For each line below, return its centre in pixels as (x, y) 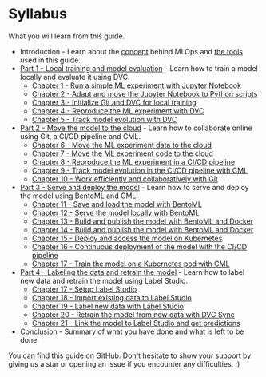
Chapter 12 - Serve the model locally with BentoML (115, 212)
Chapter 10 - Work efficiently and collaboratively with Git (125, 179)
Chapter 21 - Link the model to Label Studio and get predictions (136, 323)
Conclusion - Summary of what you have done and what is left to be (132, 331)
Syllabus (38, 14)
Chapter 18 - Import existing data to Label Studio (111, 297)
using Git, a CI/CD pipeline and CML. (80, 136)
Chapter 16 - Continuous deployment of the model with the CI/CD (139, 246)
